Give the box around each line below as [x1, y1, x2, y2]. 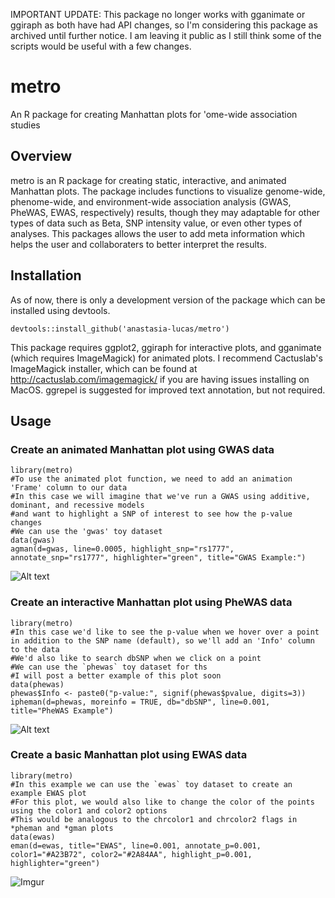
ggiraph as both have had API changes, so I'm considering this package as [10, 19, 318, 31]
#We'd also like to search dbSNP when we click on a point [10, 653, 262, 663]
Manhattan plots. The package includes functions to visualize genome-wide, [10, 185, 326, 197]
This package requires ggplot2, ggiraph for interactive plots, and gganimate [10, 341, 322, 353]
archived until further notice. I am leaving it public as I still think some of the [10, 30, 322, 41]
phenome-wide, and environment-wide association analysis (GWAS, [10, 195, 292, 208]
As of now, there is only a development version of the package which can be [10, 294, 326, 306]
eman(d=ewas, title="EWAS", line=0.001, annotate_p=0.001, [10, 840, 262, 851]
